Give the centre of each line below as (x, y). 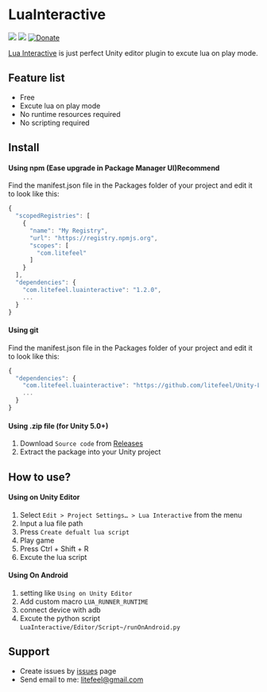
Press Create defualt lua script (74, 531)
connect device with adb (60, 609)
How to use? (40, 477)
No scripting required (54, 122)
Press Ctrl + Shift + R (54, 548)
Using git (23, 330)
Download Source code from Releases (81, 444)
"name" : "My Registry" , (69, 231)
